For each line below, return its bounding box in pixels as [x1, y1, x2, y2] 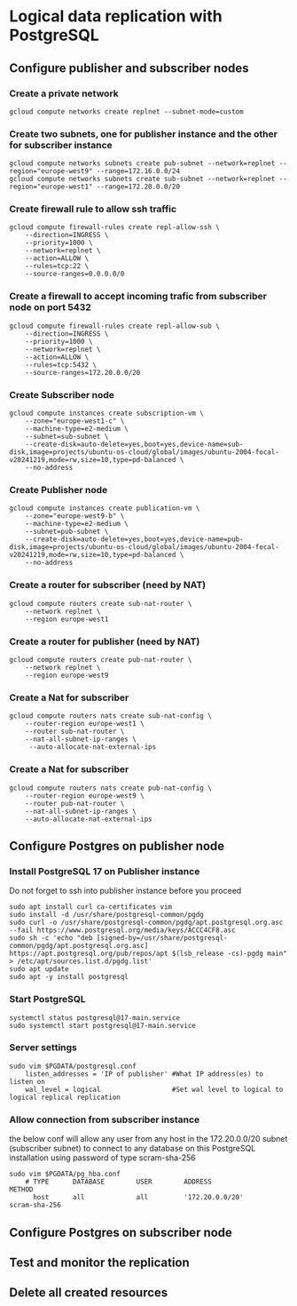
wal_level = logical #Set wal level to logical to [25, 1085, 284, 1094]
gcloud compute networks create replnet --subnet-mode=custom [9, 107, 244, 116]
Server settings [9, 1041, 78, 1054]
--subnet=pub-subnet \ [25, 527, 109, 537]
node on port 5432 [9, 301, 91, 314]
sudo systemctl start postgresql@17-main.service [9, 1021, 197, 1030]
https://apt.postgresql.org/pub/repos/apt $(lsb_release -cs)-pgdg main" [9, 949, 288, 959]
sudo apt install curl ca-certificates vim [9, 903, 173, 912]
